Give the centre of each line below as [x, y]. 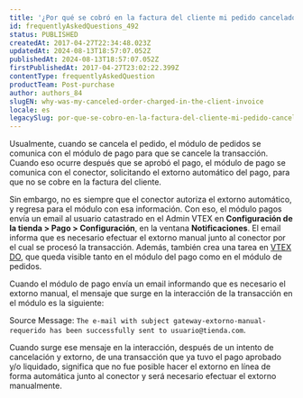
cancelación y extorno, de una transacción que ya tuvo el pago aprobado [146, 357]
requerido [28, 331]
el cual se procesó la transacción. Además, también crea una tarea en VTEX [150, 248]
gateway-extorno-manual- [220, 321]
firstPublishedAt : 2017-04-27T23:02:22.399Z [94, 68]
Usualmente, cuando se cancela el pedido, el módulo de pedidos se [135, 144]
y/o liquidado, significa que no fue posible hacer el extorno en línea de [140, 366]
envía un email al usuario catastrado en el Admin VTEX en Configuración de [151, 219]
